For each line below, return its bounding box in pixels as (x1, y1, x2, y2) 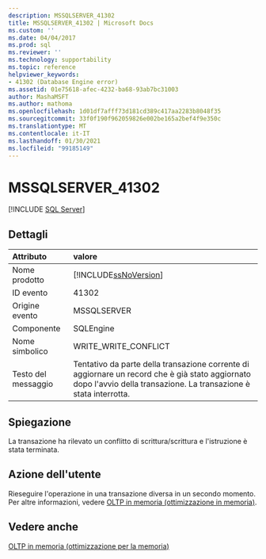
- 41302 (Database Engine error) (8, 78, 119, 86)
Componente (12, 323, 61, 334)
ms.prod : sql (8, 41, 51, 49)
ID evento (12, 287, 48, 298)
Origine (12, 301, 40, 312)
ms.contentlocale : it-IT (8, 129, 90, 137)
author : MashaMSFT (8, 93, 69, 101)
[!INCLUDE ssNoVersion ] (73, 270, 164, 281)
